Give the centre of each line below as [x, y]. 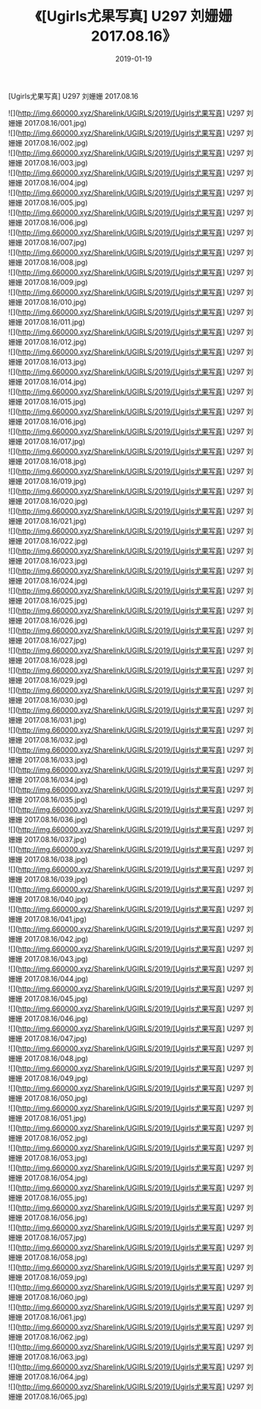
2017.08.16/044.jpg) [56, 978]
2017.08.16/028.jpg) [56, 660]
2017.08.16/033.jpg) [56, 759]
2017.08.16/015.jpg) [55, 401]
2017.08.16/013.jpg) [55, 361]
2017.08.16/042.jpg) [56, 939]
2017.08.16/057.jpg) [55, 1237]
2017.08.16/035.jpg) [56, 799]
